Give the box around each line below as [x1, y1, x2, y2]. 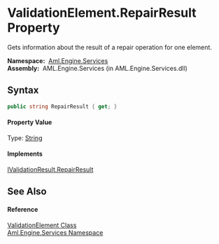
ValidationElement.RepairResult [7, 5, 197, 21]
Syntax [7, 84, 39, 96]
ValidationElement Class [7, 221, 77, 229]
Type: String [7, 133, 43, 142]
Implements [7, 149, 43, 158]
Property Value [7, 118, 52, 127]
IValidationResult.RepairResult [7, 165, 94, 174]
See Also [7, 186, 47, 198]
